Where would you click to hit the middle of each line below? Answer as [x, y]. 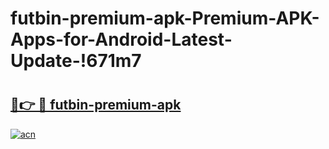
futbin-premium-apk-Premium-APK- [165, 18]
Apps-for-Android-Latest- [121, 39]
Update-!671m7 [76, 61]
